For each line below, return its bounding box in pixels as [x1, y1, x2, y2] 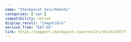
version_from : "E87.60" [5, 25, 53, 30]
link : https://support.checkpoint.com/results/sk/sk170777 [5, 29, 127, 34]
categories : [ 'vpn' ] [5, 12, 47, 16]
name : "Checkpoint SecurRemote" [5, 7, 70, 12]
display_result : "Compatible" [5, 20, 66, 26]
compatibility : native [5, 16, 51, 21]
